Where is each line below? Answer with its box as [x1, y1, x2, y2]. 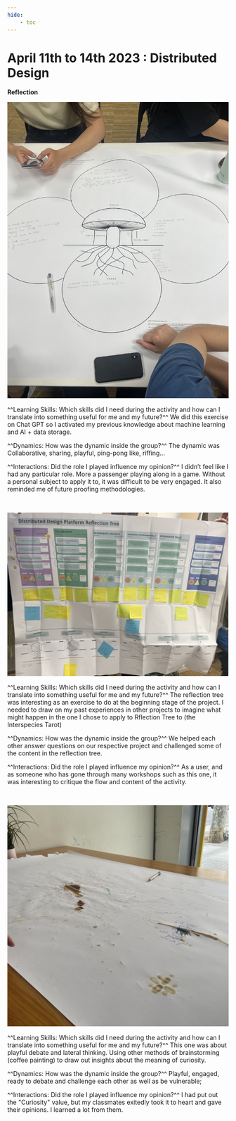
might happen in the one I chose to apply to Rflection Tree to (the [7, 713, 196, 722]
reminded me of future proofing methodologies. [7, 485, 145, 493]
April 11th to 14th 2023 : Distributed [7, 50, 218, 66]
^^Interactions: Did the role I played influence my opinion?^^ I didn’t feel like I [7, 462, 229, 470]
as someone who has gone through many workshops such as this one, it [7, 770, 217, 779]
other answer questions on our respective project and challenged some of [7, 742, 222, 750]
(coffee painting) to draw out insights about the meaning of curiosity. [7, 1056, 206, 1065]
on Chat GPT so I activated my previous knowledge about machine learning [7, 420, 226, 428]
